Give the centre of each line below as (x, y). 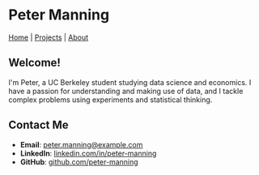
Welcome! (34, 63)
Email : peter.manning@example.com (81, 144)
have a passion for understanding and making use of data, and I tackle (126, 91)
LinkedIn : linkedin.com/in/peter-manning (88, 153)
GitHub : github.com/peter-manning (79, 162)
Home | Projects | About (49, 37)
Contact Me (38, 125)
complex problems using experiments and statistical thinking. (110, 100)
